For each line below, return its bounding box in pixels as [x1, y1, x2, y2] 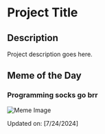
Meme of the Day [7, 70, 82, 81]
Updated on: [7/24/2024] [7, 119, 79, 127]
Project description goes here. [7, 50, 93, 58]
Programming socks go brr [7, 90, 98, 100]
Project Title [7, 5, 78, 21]
